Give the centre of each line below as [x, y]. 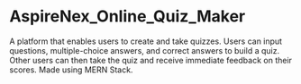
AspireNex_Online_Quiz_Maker [128, 17]
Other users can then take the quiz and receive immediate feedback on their [151, 60]
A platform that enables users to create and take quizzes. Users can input [146, 41]
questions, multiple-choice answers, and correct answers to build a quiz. [145, 50]
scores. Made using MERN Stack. [71, 70]
